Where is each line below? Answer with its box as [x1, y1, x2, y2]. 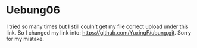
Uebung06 [6, 4, 61, 17]
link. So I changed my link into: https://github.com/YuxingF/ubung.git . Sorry [6, 29, 192, 36]
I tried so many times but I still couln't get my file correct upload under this [6, 23, 189, 30]
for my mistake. [6, 35, 45, 42]
